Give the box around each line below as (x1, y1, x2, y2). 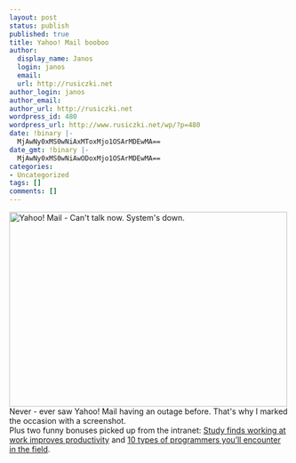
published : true (9, 29, 69, 38)
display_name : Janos (17, 54, 93, 63)
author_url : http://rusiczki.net (9, 104, 133, 113)
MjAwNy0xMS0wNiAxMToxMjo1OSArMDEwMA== (17, 137, 162, 146)
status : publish (9, 21, 69, 30)
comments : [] (9, 187, 58, 196)
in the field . (9, 444, 51, 454)
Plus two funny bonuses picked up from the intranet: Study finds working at (9, 425, 286, 435)
